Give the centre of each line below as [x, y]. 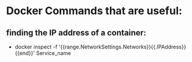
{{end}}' [25, 53]
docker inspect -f [36, 47]
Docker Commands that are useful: [94, 11]
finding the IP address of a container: [76, 33]
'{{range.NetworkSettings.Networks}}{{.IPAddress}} [122, 47]
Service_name [53, 53]
